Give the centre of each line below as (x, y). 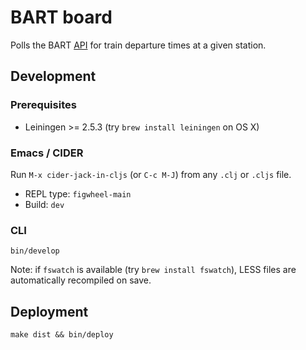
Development (53, 76)
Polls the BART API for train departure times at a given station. (138, 45)
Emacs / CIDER (47, 153)
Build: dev (44, 204)
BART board (61, 17)
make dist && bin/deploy (62, 335)
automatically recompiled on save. (81, 280)
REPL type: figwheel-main (78, 193)
